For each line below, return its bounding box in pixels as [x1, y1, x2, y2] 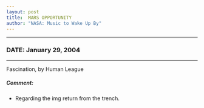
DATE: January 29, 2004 [6, 46, 81, 55]
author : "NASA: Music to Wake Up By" [6, 20, 102, 26]
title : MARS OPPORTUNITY [6, 15, 72, 21]
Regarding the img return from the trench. [15, 95, 120, 102]
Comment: [6, 79, 34, 87]
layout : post [6, 8, 39, 15]
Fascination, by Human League [6, 65, 84, 73]
